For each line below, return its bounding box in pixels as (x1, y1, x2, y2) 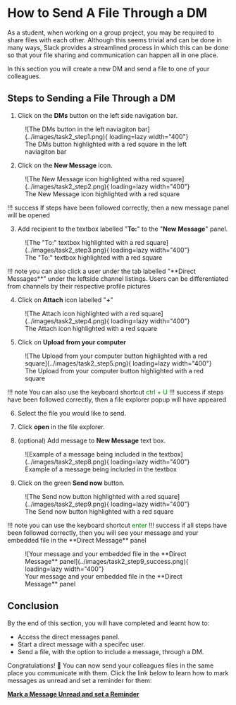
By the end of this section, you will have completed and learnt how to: (7, 619, 210, 627)
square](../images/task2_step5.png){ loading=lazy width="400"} (25, 358, 212, 368)
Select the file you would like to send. (17, 409, 127, 417)
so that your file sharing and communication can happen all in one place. (7, 51, 218, 59)
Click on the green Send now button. (17, 478, 125, 487)
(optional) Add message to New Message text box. (17, 436, 166, 445)
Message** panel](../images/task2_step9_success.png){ (25, 557, 189, 565)
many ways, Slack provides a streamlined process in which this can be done (7, 43, 229, 52)
